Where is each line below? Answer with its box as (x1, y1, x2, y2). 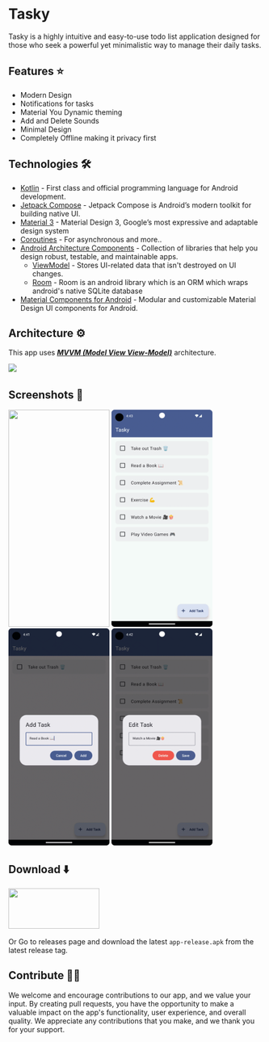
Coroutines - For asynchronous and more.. (19, 234, 162, 244)
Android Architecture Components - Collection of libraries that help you (19, 243, 258, 253)
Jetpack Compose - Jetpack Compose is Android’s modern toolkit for (19, 200, 252, 210)
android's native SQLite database (32, 286, 143, 296)
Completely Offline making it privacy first (19, 132, 157, 142)
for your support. (8, 1024, 65, 1034)
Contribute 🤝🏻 (8, 968, 81, 982)
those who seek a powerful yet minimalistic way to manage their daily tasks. (8, 40, 262, 49)
